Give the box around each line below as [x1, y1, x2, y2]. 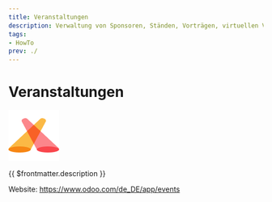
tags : [8, 30, 27, 38]
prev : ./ [8, 47, 38, 56]
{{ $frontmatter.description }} [8, 169, 107, 179]
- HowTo [8, 39, 35, 47]
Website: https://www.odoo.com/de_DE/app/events [8, 184, 181, 194]
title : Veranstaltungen [8, 13, 89, 21]
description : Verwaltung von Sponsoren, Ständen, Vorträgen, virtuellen [8, 21, 259, 30]
